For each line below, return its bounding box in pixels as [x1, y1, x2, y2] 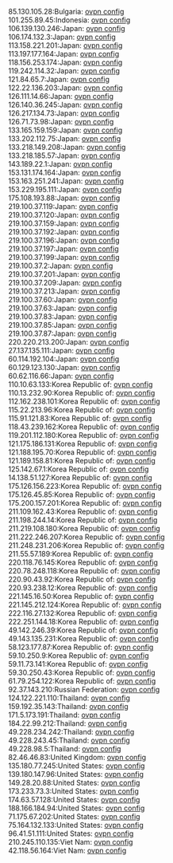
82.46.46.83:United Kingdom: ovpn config [8, 753, 147, 762]
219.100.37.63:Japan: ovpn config [8, 303, 117, 313]
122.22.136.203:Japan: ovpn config [8, 83, 123, 93]
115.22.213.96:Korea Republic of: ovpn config [8, 405, 156, 414]
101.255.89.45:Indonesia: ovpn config [8, 15, 131, 25]
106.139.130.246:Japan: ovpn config [8, 24, 125, 33]
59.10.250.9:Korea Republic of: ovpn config [8, 651, 149, 660]
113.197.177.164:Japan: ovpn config [8, 49, 120, 58]
